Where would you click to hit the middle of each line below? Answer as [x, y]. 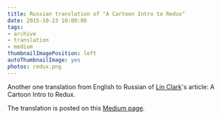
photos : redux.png [34, 67]
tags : [15, 27]
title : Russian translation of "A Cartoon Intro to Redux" [96, 14]
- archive [22, 34]
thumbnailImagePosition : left [52, 54]
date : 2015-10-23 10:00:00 [47, 21]
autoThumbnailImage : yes [44, 60]
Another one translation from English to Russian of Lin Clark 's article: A [111, 86]
